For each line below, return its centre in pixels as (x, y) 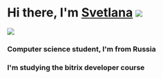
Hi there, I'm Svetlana (70, 13)
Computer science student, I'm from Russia (82, 49)
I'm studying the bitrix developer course (76, 67)
